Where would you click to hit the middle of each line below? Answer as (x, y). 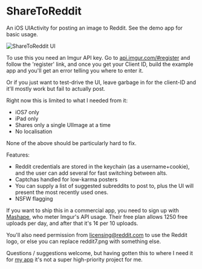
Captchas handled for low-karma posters (66, 179)
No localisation (34, 131)
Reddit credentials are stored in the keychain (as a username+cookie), (102, 166)
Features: (18, 155)
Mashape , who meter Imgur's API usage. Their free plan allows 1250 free (97, 216)
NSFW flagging (34, 198)
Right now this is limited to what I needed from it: (67, 100)
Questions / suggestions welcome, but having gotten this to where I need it (100, 253)
